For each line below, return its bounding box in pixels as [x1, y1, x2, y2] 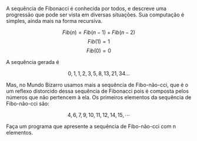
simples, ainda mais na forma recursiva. [6, 18, 103, 24]
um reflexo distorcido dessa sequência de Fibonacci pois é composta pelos [6, 88, 189, 95]
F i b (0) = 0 [86, 47, 112, 54]
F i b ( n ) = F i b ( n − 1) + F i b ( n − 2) [62, 29, 135, 36]
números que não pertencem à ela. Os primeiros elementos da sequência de [6, 94, 192, 100]
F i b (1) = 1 [87, 38, 111, 45]
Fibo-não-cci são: [6, 100, 50, 107]
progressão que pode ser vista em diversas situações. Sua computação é [6, 11, 185, 18]
